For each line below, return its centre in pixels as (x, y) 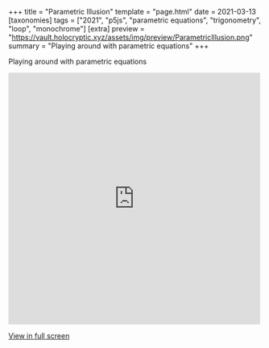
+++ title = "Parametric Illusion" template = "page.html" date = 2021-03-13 (132, 12)
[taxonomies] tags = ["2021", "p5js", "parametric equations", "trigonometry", (135, 20)
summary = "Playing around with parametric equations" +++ (109, 46)
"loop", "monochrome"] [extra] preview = (77, 29)
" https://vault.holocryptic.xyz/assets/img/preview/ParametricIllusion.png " (131, 37)
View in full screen (39, 336)
